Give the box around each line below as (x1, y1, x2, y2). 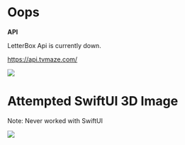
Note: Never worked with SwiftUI (7, 116, 103, 124)
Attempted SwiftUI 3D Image (7, 93, 179, 110)
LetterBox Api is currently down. (7, 41, 101, 50)
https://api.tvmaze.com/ (7, 54, 78, 64)
